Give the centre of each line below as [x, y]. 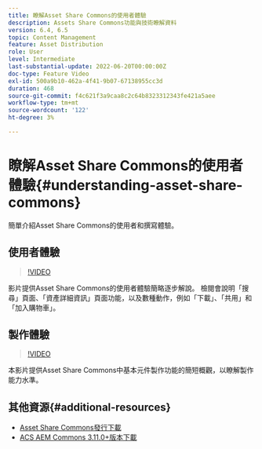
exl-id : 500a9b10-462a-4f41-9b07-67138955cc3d [86, 81]
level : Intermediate [42, 60]
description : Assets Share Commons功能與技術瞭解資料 [93, 23]
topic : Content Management [52, 37]
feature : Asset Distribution [56, 45]
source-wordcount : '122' [49, 111]
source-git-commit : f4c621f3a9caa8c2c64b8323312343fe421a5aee [112, 96]
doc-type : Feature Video [49, 74]
